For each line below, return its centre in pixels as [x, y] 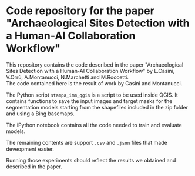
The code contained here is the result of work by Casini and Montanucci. [94, 83]
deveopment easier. [30, 149]
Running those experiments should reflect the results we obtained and [91, 160]
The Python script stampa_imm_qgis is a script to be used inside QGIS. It [92, 95]
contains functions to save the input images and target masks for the [89, 101]
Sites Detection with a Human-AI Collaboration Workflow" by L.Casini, [90, 71]
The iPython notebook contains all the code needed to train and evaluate [94, 125]
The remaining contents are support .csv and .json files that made [87, 142]
